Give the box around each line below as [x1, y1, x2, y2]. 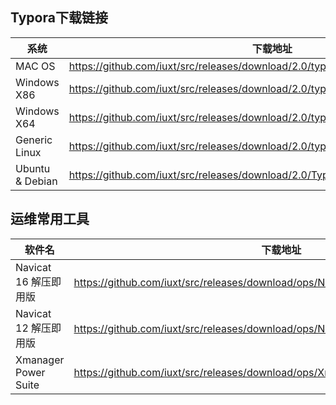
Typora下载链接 [10, 9, 108, 27]
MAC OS [15, 59, 56, 73]
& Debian [15, 174, 58, 188]
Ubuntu [15, 161, 51, 175]
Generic [15, 133, 53, 147]
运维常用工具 [10, 211, 90, 228]
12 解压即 [15, 321, 62, 335]
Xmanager [15, 353, 65, 367]
